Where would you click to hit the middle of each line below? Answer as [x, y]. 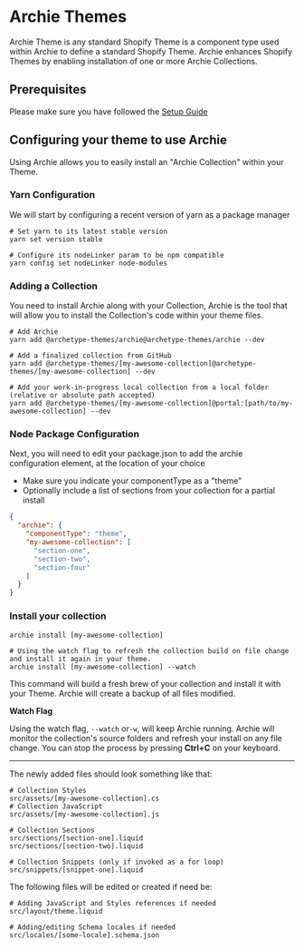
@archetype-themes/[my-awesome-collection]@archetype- [151, 364]
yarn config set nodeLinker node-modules [89, 263]
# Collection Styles [48, 790]
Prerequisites [48, 89]
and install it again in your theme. [81, 659]
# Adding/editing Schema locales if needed [93, 927]
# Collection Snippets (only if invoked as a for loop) [117, 862]
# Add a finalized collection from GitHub [90, 356]
